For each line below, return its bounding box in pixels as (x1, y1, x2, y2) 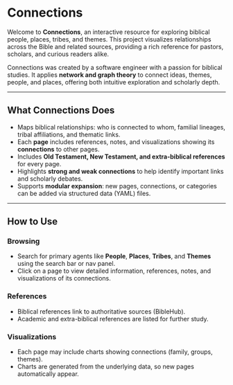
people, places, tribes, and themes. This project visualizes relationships (7, 35, 212, 43)
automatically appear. (17, 370, 80, 378)
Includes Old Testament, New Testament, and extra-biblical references (17, 152, 225, 161)
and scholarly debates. (17, 174, 83, 183)
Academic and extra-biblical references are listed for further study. (17, 314, 209, 323)
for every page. (17, 159, 62, 168)
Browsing (7, 237, 40, 247)
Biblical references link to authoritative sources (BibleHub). (17, 307, 186, 316)
